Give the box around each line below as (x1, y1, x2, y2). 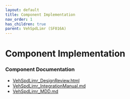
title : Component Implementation (5, 12, 76, 17)
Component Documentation (5, 66, 75, 73)
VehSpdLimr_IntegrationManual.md (12, 83, 86, 89)
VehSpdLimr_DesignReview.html (12, 77, 80, 83)
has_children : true (5, 21, 46, 27)
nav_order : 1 (5, 17, 33, 22)
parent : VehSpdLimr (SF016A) (5, 26, 67, 31)
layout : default (5, 7, 39, 13)
